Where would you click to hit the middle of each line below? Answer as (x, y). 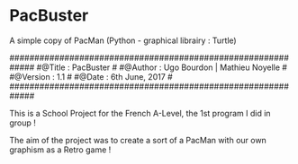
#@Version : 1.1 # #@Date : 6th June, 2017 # (91, 76)
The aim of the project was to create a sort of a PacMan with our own (138, 140)
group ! (23, 123)
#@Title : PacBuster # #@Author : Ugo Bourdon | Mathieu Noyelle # (162, 67)
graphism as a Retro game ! (60, 150)
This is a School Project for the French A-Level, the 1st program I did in (140, 113)
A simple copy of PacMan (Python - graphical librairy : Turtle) (123, 40)
